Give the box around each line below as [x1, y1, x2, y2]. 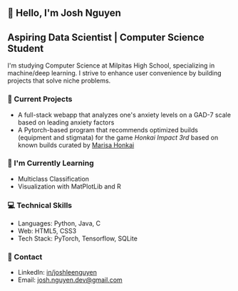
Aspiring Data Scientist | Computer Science [7, 31, 205, 43]
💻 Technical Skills [7, 200, 73, 210]
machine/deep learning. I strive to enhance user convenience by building [7, 69, 222, 78]
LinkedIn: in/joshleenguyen [17, 268, 98, 277]
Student [7, 42, 44, 54]
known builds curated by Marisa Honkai [17, 140, 135, 149]
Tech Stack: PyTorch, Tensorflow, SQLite [17, 234, 138, 243]
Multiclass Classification [17, 174, 90, 183]
